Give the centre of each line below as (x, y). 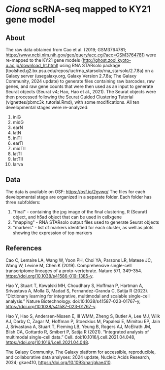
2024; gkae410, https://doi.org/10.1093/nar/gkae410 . (59, 362)
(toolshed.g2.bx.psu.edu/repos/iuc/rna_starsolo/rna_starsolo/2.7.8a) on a (80, 71)
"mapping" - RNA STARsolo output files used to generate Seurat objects (86, 222)
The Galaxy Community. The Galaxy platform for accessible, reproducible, (81, 352)
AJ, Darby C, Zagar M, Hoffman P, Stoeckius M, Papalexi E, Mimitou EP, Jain (83, 321)
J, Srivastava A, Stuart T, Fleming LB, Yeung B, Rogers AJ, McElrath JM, (79, 327)
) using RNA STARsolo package (89, 65)
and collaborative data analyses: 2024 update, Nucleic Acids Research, (78, 357)
